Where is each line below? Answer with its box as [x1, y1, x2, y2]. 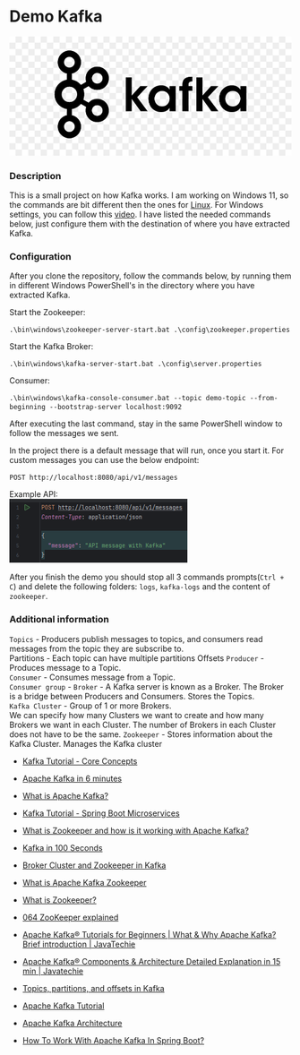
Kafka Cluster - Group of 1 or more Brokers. [9, 700, 172, 711]
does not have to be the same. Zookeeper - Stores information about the [9, 728, 273, 740]
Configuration [9, 250, 72, 262]
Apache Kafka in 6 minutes [21, 773, 123, 784]
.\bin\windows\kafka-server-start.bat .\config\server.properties [9, 360, 262, 369]
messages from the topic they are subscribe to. [9, 643, 184, 654]
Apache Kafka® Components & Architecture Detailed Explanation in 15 [21, 956, 281, 966]
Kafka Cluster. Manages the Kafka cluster [9, 738, 163, 749]
